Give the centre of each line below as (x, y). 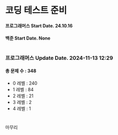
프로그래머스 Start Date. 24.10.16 (39, 25)
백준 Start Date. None (28, 38)
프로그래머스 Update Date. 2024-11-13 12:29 (59, 58)
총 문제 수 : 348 (21, 71)
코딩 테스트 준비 (36, 10)
